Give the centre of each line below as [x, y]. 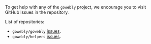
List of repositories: [25, 22]
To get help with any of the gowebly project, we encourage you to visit [75, 7]
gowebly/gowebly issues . [37, 31]
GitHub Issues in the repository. [37, 12]
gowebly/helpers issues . [37, 36]
